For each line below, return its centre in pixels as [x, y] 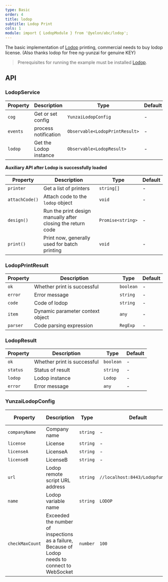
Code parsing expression [64, 325]
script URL [58, 480]
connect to [58, 565]
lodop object [58, 202]
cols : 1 [13, 29]
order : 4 [14, 15]
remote [54, 474]
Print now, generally [67, 237]
